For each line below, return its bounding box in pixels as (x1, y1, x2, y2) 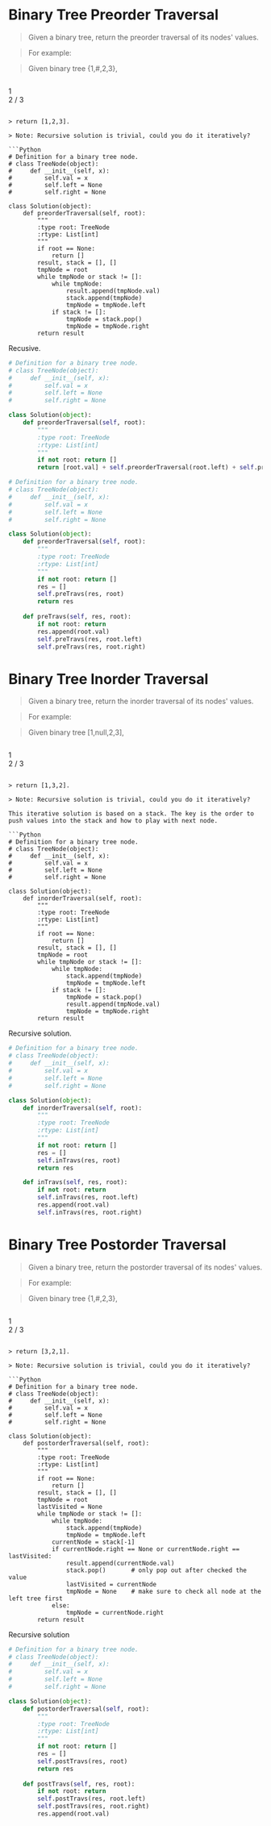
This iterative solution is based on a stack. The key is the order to (8, 810, 254, 818)
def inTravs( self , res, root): (23, 1178, 128, 1186)
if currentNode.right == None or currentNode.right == (51, 1545, 240, 1553)
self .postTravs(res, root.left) (37, 1795, 147, 1803)
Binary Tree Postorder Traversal (8, 1236, 227, 1253)
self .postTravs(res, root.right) (37, 1803, 150, 1811)
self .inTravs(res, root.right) (37, 1208, 143, 1216)
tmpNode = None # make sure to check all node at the (65, 1587, 262, 1595)
